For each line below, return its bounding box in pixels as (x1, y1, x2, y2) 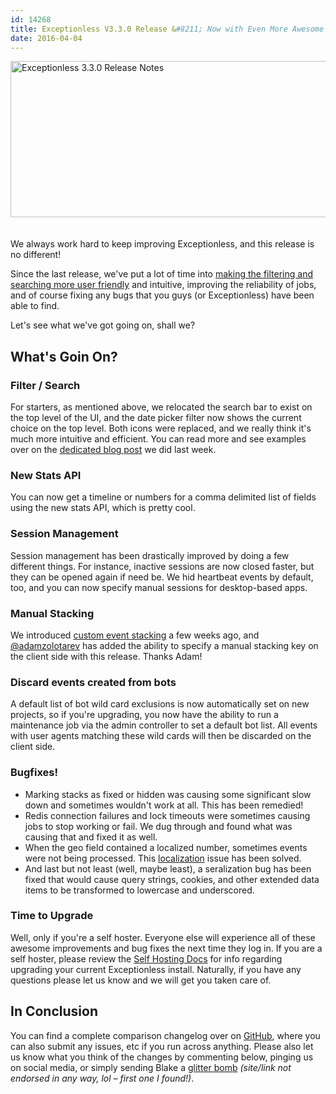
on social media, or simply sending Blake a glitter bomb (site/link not (10, 1061, 292, 1073)
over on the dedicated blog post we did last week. (10, 444, 217, 456)
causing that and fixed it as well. (24, 831, 158, 843)
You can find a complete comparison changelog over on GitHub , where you (10, 1029, 321, 1041)
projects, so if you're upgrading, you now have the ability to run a (10, 709, 279, 721)
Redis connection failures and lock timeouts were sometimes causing (24, 809, 311, 821)
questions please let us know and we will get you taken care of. (10, 974, 272, 986)
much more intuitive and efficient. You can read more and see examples (10, 433, 307, 445)
